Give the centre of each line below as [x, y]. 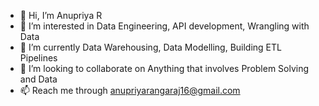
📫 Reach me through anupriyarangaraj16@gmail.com [130, 90]
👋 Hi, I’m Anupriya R [61, 15]
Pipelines [38, 58]
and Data [38, 79]
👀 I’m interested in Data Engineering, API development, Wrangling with [164, 26]
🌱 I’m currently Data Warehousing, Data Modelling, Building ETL [150, 47]
